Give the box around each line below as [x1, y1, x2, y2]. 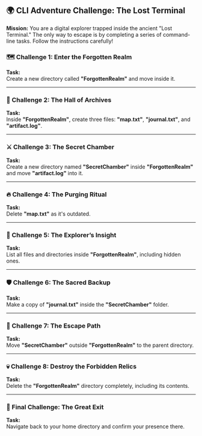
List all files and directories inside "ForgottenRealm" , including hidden [6, 251, 182, 258]
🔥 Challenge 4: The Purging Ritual [6, 190, 107, 198]
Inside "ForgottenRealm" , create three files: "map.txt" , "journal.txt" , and [6, 116, 191, 123]
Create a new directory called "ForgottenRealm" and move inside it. [6, 75, 176, 83]
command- [162, 31, 191, 38]
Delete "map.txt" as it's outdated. [6, 210, 91, 217]
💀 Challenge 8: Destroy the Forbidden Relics [6, 362, 137, 370]
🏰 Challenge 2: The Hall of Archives [6, 96, 112, 104]
